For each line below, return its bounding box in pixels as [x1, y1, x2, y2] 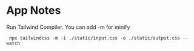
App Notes [6, 4, 61, 17]
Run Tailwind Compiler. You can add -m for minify [6, 23, 130, 31]
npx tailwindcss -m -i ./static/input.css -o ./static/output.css [8, 35, 181, 41]
